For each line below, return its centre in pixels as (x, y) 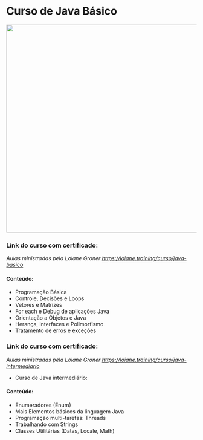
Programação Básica (41, 292)
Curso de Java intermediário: (51, 378)
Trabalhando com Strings (47, 424)
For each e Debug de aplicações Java (62, 311)
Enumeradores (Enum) (43, 405)
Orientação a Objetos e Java (50, 318)
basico (15, 265)
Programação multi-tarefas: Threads (60, 418)
